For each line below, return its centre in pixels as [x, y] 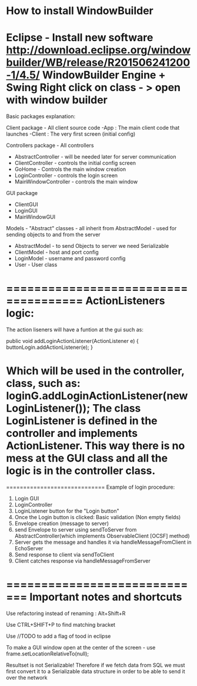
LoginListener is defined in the [82, 421]
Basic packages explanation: [41, 116]
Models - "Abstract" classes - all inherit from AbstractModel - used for [91, 228]
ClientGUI [26, 204]
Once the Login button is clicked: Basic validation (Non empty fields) [98, 517]
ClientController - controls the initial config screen [75, 163]
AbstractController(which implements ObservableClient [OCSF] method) [102, 536]
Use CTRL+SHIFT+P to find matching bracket [61, 624]
